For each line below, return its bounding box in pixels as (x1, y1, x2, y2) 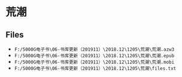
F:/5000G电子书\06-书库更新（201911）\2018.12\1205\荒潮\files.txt (14, 66, 177, 72)
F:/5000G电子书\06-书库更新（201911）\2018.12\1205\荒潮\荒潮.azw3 (14, 47, 175, 53)
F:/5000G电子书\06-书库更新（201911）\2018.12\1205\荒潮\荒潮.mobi (14, 59, 175, 65)
